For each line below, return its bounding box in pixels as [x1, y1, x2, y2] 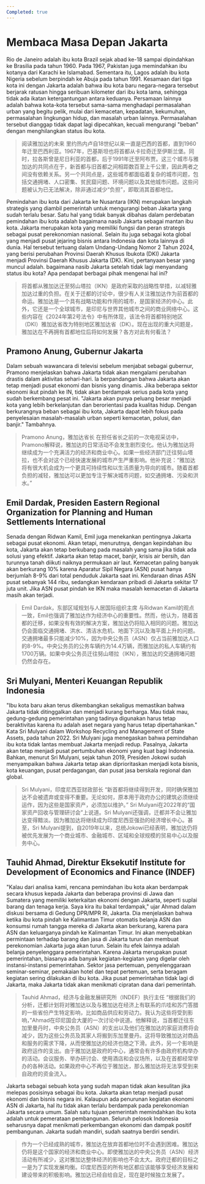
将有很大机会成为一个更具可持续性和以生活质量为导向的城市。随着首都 [21, 464, 199, 471]
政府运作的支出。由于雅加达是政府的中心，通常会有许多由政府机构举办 [21, 1047, 199, 1054]
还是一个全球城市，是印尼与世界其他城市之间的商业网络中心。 [37, 305, 193, 312]
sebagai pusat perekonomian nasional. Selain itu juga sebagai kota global [6, 230, 192, 238]
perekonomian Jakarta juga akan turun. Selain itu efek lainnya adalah [6, 942, 181, 949]
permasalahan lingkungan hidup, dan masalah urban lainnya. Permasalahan [6, 114, 197, 121]
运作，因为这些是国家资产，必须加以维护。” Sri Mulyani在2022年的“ [21, 801, 190, 808]
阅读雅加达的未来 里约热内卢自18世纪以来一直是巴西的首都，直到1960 [21, 140, 196, 147]
